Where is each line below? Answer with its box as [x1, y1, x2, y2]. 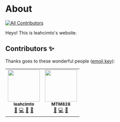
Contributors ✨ [5, 44, 55, 53]
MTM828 [51, 101, 70, 107]
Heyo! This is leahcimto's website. [5, 29, 77, 36]
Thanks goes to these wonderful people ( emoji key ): [5, 58, 115, 64]
